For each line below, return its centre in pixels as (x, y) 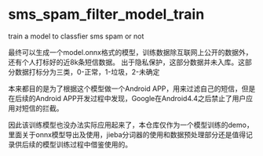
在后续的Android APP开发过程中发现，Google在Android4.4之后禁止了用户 (127, 98)
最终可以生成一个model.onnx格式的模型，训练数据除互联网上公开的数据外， (130, 52)
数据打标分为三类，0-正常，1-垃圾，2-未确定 (87, 71)
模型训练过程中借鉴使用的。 (87, 144)
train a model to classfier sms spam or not (76, 36)
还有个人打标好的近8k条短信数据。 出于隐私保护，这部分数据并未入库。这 (127, 62)
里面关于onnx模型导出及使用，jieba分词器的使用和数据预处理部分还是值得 (127, 134)
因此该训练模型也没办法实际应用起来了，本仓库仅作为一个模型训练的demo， (131, 125)
